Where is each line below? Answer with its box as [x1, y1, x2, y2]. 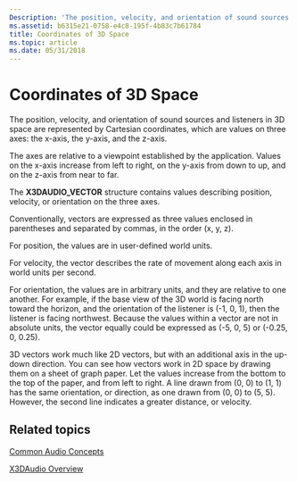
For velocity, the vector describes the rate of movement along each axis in [9, 258, 283, 269]
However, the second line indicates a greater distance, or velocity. [9, 396, 252, 407]
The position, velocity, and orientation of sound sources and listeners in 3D [9, 114, 285, 125]
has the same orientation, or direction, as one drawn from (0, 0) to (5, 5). [9, 387, 276, 398]
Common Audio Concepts [9, 445, 104, 456]
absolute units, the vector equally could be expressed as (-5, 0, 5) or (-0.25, [9, 322, 288, 333]
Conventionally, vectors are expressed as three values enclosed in [9, 213, 253, 224]
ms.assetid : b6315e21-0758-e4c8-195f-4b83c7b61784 [9, 21, 202, 30]
